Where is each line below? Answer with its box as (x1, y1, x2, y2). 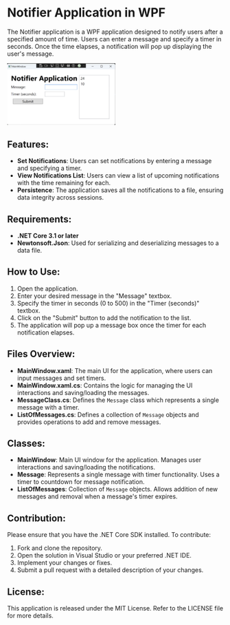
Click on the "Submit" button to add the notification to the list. (16, 313, 192, 321)
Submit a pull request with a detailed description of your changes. (16, 566, 204, 574)
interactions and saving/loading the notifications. (16, 463, 156, 472)
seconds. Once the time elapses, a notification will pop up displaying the (7, 42, 212, 50)
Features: (7, 138, 49, 150)
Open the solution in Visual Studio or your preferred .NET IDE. (16, 551, 192, 560)
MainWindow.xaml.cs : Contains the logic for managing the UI (16, 381, 193, 390)
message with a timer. (16, 403, 80, 411)
